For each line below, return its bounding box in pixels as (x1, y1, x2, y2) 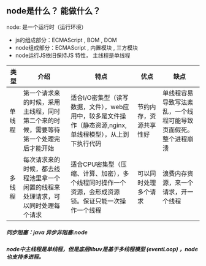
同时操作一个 (88, 178, 126, 187)
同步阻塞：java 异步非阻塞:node (6, 229, 88, 236)
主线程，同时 (23, 107, 60, 115)
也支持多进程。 (6, 253, 44, 260)
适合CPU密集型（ (70, 160, 121, 169)
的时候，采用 (23, 97, 60, 106)
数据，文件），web (70, 102, 123, 111)
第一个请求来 (23, 88, 60, 97)
